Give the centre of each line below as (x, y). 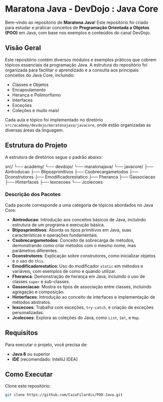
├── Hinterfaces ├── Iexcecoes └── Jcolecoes (54, 182)
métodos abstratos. (32, 302)
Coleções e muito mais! (36, 110)
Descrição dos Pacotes (33, 194)
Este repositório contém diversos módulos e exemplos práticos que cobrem (81, 60)
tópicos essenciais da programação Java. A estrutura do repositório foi (76, 65)
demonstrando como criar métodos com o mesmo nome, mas (74, 245)
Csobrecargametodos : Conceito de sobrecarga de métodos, (73, 240)
